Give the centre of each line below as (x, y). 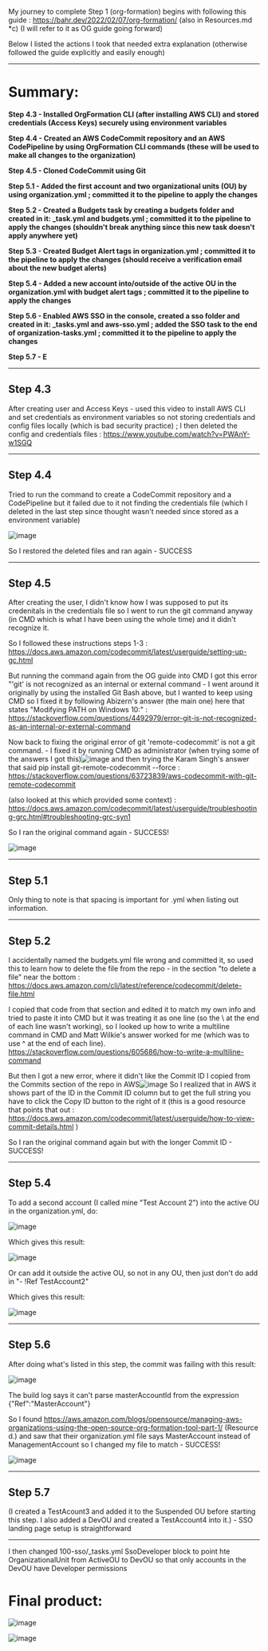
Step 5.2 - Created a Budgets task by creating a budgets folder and (121, 210)
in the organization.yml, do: (53, 1211)
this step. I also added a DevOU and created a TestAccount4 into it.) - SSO (131, 1520)
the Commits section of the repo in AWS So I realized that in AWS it (132, 1084)
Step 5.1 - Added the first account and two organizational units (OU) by (128, 186)
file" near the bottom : (44, 977)
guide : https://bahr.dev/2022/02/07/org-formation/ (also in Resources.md (130, 20)
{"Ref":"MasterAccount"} (49, 1404)
